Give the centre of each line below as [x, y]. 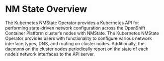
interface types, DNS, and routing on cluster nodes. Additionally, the [75, 43]
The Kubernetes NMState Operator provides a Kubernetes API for [72, 23]
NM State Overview [46, 9]
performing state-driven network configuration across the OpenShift [75, 28]
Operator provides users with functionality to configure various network [79, 38]
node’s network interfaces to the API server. [50, 54]
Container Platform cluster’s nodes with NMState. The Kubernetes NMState [82, 33]
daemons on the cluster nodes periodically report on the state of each [77, 49]
